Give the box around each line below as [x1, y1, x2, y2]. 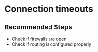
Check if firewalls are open [11, 36, 67, 42]
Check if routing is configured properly [11, 41, 92, 47]
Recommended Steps [4, 23, 72, 31]
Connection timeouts [4, 3, 94, 15]
